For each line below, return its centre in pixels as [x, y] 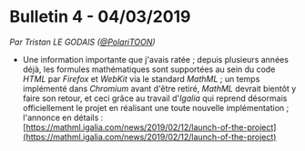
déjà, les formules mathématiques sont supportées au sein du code [149, 69]
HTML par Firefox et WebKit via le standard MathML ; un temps [141, 78]
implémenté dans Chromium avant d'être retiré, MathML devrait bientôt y [159, 88]
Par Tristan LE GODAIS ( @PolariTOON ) [83, 42]
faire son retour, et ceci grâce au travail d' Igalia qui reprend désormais [155, 98]
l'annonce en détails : [63, 117]
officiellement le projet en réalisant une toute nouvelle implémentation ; [156, 107]
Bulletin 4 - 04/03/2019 [100, 17]
